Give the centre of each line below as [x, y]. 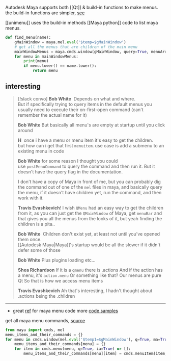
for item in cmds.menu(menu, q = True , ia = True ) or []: [73, 349]
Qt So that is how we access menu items [60, 280]
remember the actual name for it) [52, 115]
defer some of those [39, 250]
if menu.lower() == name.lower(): [60, 66]
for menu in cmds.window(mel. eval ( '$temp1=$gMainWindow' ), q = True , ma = [83, 339]
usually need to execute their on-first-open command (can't [80, 110]
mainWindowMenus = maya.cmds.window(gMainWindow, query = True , [82, 51]
